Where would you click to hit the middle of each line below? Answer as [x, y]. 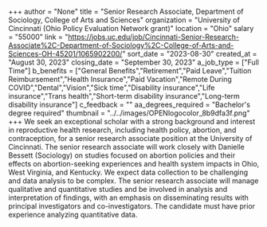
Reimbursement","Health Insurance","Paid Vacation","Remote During [120, 79]
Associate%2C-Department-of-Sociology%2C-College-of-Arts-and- [121, 45]
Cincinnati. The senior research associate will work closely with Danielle [126, 147]
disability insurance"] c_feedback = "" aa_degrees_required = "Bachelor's [130, 104]
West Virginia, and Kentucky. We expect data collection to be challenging [128, 172]
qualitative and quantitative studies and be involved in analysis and [118, 189]
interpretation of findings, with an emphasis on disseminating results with [129, 198]
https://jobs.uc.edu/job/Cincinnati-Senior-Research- [153, 37]
